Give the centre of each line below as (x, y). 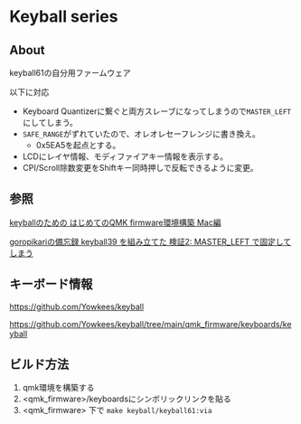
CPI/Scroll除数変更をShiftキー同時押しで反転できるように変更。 (141, 168)
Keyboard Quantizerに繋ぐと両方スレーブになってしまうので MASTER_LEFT (157, 111)
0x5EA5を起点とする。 (78, 145)
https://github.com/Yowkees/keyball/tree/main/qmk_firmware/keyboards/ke (150, 324)
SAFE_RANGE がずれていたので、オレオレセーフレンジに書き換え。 (141, 134)
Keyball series (64, 17)
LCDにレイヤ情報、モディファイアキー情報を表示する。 (125, 156)
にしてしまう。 (50, 122)
